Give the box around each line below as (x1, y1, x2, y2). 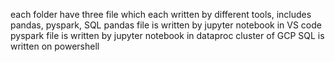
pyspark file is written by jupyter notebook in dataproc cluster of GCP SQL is (10, 30, 325, 41)
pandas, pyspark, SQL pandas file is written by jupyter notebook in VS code (10, 19, 322, 31)
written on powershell (10, 40, 100, 52)
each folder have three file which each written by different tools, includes (10, 9, 312, 20)
